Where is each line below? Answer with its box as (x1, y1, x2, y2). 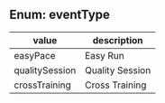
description (92, 33, 143, 46)
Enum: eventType (9, 7, 111, 23)
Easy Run (84, 49, 124, 61)
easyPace (14, 49, 56, 61)
